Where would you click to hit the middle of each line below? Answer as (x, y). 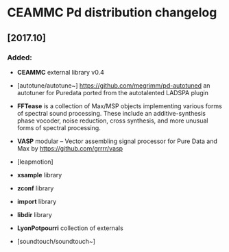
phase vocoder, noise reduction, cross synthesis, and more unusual (112, 121)
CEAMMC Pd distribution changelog (112, 13)
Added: (20, 58)
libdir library (35, 214)
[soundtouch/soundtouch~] (56, 241)
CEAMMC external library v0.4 (61, 72)
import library (37, 201)
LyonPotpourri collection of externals (70, 228)
